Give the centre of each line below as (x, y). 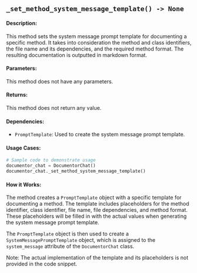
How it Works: (24, 184)
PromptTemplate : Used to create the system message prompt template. (100, 134)
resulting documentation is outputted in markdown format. (77, 55)
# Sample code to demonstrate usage (51, 160)
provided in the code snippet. (42, 264)
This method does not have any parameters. (60, 81)
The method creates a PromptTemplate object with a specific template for (94, 198)
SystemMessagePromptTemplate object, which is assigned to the (81, 240)
